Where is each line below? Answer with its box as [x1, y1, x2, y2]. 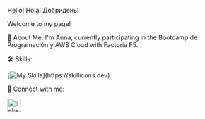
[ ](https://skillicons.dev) [7, 71, 110, 80]
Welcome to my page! [7, 20, 71, 27]
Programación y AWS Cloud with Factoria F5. [7, 41, 139, 49]
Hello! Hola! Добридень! [7, 6, 79, 14]
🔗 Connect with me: [7, 84, 65, 93]
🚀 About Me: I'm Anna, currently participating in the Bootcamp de [7, 33, 198, 42]
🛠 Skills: [7, 55, 33, 63]
